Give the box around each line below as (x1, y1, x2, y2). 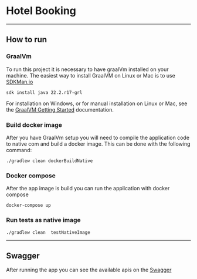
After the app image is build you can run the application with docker (6, 185, 170, 192)
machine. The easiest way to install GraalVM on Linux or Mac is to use (6, 72, 176, 79)
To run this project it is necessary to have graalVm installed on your (6, 66, 169, 73)
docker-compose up (6, 203, 51, 209)
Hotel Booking (6, 4, 76, 18)
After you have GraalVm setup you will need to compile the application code (6, 134, 189, 141)
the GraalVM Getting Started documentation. (6, 106, 114, 113)
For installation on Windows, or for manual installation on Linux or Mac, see (6, 100, 188, 107)
